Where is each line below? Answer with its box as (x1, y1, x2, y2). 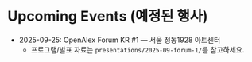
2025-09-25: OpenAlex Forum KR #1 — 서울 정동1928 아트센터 (18, 35, 221, 45)
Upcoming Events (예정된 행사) (7, 7, 208, 25)
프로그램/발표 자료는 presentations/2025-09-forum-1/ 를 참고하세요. (30, 45, 245, 54)
